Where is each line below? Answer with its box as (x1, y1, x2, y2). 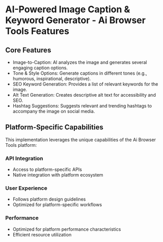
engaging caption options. (12, 65, 68, 71)
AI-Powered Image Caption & (5, 4, 130, 15)
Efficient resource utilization (12, 231, 72, 237)
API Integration (5, 155, 43, 162)
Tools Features (5, 26, 70, 37)
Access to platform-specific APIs (12, 166, 83, 172)
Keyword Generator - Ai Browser (5, 14, 146, 26)
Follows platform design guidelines (12, 196, 86, 203)
